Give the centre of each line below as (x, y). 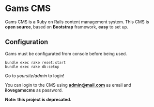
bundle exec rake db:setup (32, 67)
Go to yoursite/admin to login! (35, 76)
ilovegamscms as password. (34, 90)
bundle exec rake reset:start (36, 62)
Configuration (27, 42)
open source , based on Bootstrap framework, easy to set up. (67, 27)
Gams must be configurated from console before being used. (66, 53)
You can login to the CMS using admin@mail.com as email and (68, 85)
